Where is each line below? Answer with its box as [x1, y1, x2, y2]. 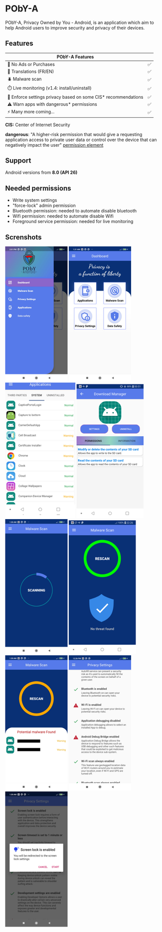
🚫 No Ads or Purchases [7, 61, 55, 67]
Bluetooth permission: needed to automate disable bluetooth [12, 208, 137, 214]
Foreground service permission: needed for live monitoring [12, 218, 134, 224]
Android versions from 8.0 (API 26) [5, 170, 78, 176]
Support [5, 156, 31, 165]
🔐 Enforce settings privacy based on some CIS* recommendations [7, 94, 144, 100]
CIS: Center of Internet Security [5, 122, 71, 128]
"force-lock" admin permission [12, 202, 76, 208]
